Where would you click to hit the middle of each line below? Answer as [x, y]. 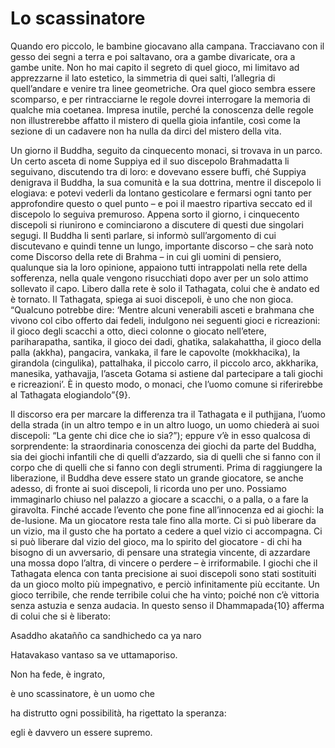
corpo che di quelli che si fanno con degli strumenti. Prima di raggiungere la [166, 467]
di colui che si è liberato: [61, 616]
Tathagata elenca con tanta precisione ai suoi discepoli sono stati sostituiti [163, 573]
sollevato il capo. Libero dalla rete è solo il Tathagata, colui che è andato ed [165, 288]
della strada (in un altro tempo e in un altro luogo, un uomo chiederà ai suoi [165, 424]
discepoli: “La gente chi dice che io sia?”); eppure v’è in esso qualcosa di [160, 435]
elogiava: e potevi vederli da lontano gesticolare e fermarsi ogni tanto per [161, 193]
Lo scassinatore [78, 18]
